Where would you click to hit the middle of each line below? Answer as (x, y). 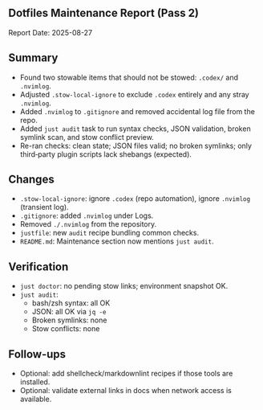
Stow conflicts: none (66, 329)
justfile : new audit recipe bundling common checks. (109, 233)
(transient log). (45, 207)
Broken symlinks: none (69, 320)
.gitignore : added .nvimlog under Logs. (87, 215)
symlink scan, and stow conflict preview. (87, 137)
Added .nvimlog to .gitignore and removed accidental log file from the (137, 111)
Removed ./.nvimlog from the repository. (88, 224)
